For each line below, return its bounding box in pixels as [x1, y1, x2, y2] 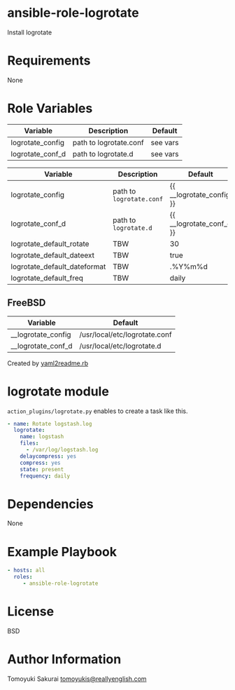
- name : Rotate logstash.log [7, 420, 92, 427]
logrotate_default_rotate [10, 238, 90, 248]
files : [20, 440, 39, 447]
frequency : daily [20, 472, 71, 480]
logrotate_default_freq [10, 273, 84, 283]
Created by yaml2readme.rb [7, 359, 89, 367]
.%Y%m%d [169, 262, 208, 271]
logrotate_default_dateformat [10, 262, 106, 271]
